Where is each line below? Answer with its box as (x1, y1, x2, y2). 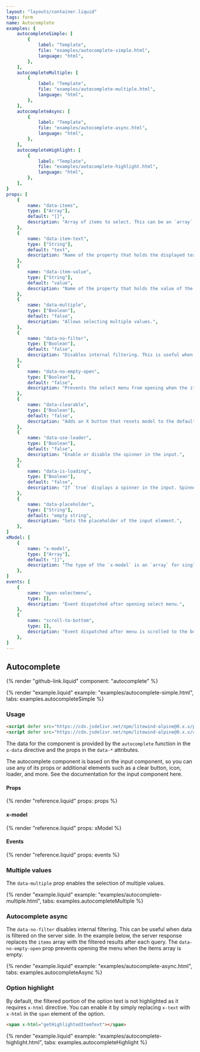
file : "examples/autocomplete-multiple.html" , (37, 86, 156, 92)
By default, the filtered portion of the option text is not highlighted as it (6, 997, 179, 1004)
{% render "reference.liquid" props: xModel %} (6, 824, 122, 831)
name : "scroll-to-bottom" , (27, 617, 95, 624)
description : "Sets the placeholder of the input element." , (27, 518, 183, 524)
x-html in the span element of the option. (6, 1010, 105, 1017)
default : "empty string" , (27, 513, 92, 519)
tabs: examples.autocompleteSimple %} (6, 695, 104, 703)
